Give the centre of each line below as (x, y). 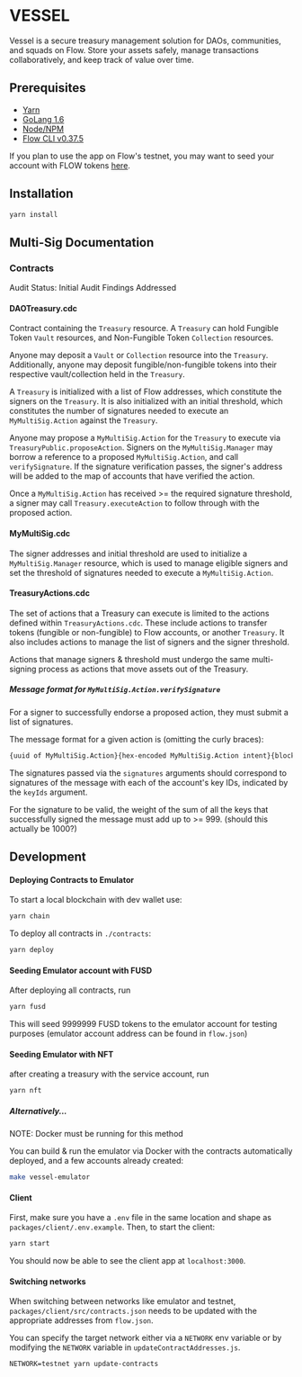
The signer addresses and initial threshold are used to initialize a (129, 553)
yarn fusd (28, 1007)
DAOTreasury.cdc (44, 308)
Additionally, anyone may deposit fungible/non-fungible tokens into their (143, 364)
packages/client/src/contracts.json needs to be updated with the (133, 1311)
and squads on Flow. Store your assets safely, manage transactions (134, 49)
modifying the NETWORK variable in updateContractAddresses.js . (125, 1347)
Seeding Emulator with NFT (62, 1054)
